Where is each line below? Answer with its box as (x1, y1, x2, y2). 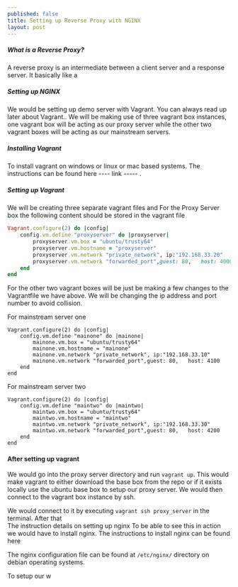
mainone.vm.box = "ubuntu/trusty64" (33, 339, 141, 346)
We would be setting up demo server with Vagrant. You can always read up (7, 105, 227, 114)
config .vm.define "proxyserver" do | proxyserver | (20, 231, 170, 238)
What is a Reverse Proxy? (7, 45, 85, 54)
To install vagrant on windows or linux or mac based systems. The (7, 162, 200, 170)
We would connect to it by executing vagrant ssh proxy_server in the (7, 507, 210, 515)
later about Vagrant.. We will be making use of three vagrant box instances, (7, 113, 227, 121)
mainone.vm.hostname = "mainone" (33, 345, 132, 352)
